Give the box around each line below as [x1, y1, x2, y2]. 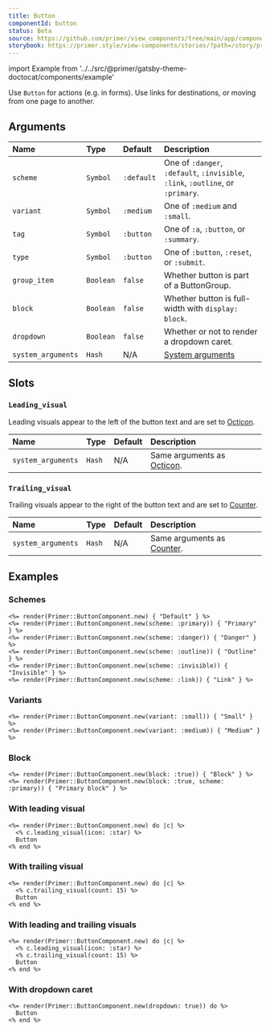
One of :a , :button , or [163, 223, 246, 234]
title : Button [8, 11, 56, 20]
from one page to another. [8, 97, 95, 106]
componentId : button [8, 19, 78, 27]
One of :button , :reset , [163, 246, 252, 257]
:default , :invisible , [163, 166, 245, 178]
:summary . [163, 233, 199, 244]
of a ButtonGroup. [163, 279, 231, 290]
